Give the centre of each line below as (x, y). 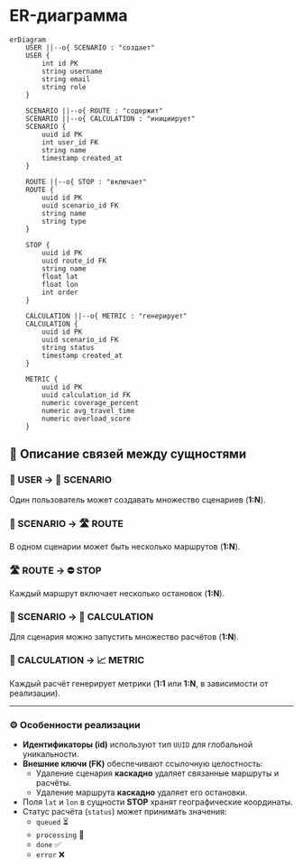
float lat (60, 276)
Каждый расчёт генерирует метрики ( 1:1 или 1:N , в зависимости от (139, 683)
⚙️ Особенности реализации (75, 724)
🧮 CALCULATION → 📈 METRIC (77, 660)
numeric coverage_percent (91, 402)
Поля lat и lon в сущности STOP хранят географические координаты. (157, 802)
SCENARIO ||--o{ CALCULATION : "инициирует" (110, 118)
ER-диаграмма (69, 16)
